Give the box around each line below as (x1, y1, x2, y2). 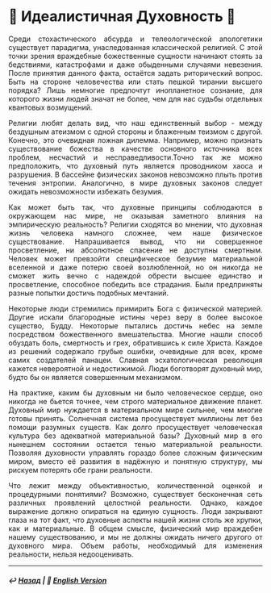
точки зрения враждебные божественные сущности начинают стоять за (8, 51, 263, 61)
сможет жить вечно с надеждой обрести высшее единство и (8, 270, 263, 281)
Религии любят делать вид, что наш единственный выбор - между (8, 118, 263, 127)
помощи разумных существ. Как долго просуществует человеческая (8, 422, 263, 432)
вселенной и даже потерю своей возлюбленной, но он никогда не (8, 262, 263, 272)
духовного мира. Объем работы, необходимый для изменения (8, 541, 263, 550)
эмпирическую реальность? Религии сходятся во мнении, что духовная (8, 219, 263, 229)
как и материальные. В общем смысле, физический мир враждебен (8, 524, 263, 533)
